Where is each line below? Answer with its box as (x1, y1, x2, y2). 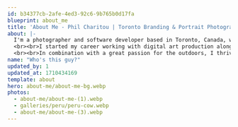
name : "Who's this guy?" (7, 56, 81, 64)
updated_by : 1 (7, 63, 50, 70)
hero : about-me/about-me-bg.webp (7, 83, 106, 90)
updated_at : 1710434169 (7, 69, 78, 76)
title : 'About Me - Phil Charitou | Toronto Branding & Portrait (7, 23, 204, 30)
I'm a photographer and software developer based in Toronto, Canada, (13, 37, 227, 44)
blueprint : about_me (7, 17, 69, 24)
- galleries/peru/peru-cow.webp (13, 102, 110, 109)
